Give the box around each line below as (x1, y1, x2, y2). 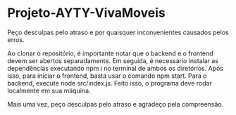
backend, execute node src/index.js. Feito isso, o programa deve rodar (7, 79, 213, 87)
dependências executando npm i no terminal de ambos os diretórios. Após (7, 64, 224, 72)
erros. (7, 35, 25, 43)
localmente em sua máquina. (7, 86, 91, 95)
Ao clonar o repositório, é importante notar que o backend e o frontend (7, 49, 213, 57)
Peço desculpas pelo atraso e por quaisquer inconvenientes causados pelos (7, 28, 229, 36)
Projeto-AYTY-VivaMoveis (7, 5, 166, 21)
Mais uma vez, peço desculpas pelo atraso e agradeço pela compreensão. (7, 100, 224, 108)
